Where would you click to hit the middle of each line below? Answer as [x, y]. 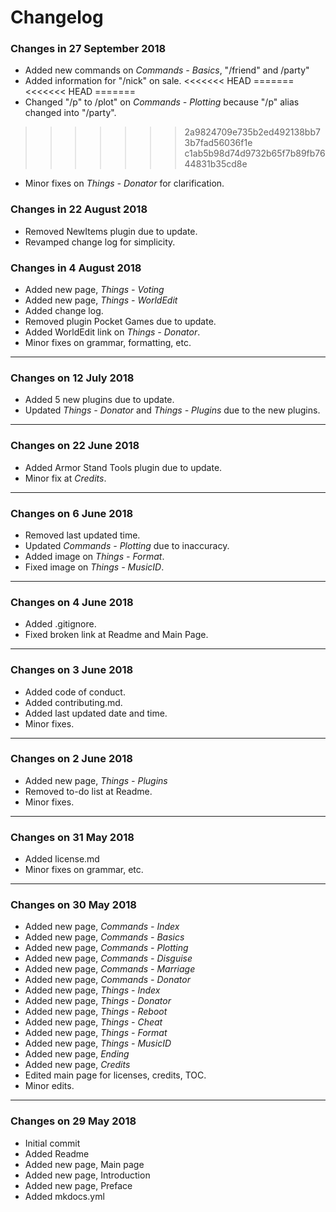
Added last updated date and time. [96, 713]
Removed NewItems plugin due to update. [111, 231]
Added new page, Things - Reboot [96, 1012]
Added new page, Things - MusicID [98, 1043]
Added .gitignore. [60, 624]
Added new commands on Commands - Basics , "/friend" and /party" [167, 70]
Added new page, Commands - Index [102, 927]
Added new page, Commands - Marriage [110, 969]
